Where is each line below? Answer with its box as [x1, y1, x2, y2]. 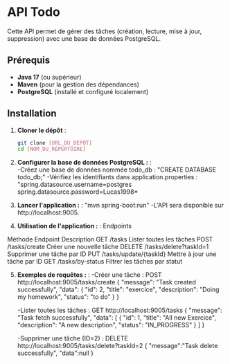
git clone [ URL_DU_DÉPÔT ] [17, 139, 92, 146]
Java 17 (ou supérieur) [17, 73, 82, 81]
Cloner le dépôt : [17, 126, 67, 134]
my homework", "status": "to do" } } [17, 293, 120, 301]
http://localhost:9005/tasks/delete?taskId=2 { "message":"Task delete [17, 342, 218, 350]
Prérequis [7, 55, 51, 66]
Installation [7, 108, 57, 120]
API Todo [7, 4, 61, 20]
